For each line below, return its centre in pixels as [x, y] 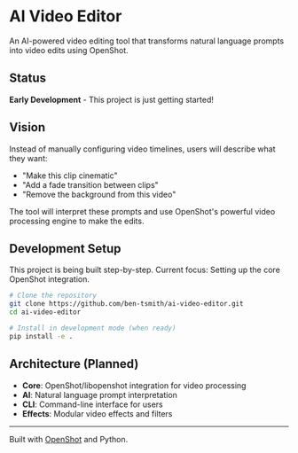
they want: [28, 158]
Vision [27, 127]
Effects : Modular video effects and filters [97, 413]
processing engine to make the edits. [77, 221]
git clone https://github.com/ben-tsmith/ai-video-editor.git [126, 304]
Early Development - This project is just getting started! [112, 99]
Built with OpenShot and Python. [69, 439]
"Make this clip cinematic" [70, 176]
